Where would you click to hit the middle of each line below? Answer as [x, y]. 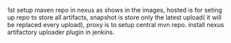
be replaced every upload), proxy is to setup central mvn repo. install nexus [116, 25]
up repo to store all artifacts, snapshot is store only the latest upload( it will [114, 17]
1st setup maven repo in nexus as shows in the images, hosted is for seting [115, 10]
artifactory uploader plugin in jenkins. [61, 32]
